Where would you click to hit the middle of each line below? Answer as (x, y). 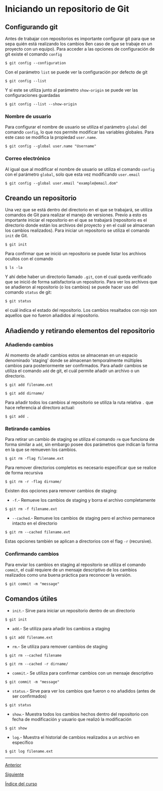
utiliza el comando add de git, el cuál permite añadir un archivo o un (72, 371)
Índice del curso (21, 784)
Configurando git (32, 27)
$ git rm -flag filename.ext (34, 459)
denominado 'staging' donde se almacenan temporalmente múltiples (73, 360)
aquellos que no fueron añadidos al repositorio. (52, 316)
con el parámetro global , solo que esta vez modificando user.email (73, 174)
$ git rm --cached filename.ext (38, 532)
